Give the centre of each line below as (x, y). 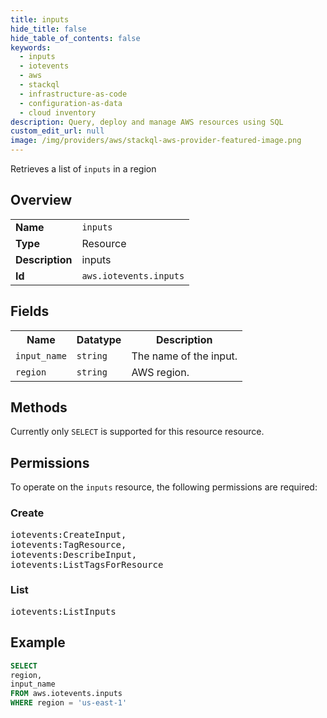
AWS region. (160, 372)
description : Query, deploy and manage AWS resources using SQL (147, 122)
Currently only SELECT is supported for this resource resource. (137, 432)
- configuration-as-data (71, 103)
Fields (30, 311)
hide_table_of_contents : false (75, 38)
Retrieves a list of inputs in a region (83, 169)
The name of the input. (184, 356)
